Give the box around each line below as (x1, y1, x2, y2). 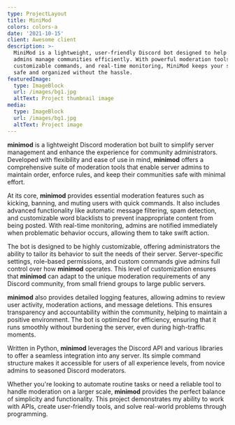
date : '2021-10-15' (7, 29, 64, 37)
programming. (7, 410, 48, 418)
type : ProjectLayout (7, 10, 68, 18)
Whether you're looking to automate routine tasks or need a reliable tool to (7, 379, 222, 388)
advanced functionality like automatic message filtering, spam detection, (7, 206, 217, 215)
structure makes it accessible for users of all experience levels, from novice (7, 358, 225, 367)
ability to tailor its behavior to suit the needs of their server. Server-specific (7, 250, 224, 258)
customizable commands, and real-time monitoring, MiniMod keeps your (13, 62, 224, 69)
